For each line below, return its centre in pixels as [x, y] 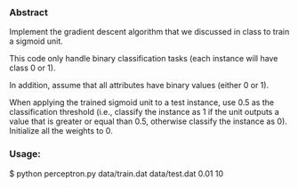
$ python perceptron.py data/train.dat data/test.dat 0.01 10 [117, 173]
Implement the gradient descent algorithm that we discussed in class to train [149, 32]
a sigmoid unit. [36, 41]
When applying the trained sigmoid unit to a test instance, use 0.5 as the [141, 102]
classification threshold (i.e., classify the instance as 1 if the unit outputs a [145, 112]
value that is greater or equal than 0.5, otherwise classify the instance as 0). [148, 121]
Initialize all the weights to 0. [61, 131]
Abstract [29, 12]
